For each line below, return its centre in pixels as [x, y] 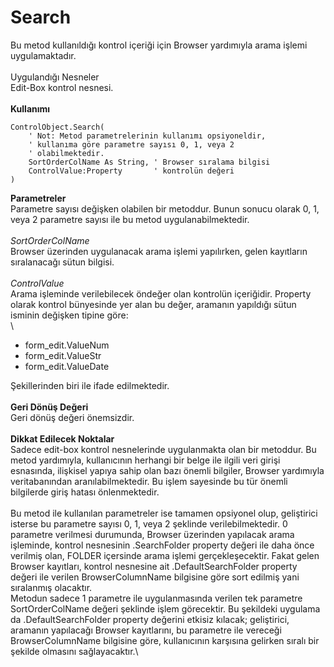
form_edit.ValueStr [63, 355]
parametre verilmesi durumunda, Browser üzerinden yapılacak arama [152, 534]
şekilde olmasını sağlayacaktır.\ [74, 651]
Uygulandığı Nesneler [55, 77]
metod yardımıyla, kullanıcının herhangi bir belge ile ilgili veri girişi [145, 460]
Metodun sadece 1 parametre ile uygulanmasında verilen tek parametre [156, 598]
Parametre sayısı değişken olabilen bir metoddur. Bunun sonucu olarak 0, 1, [165, 208]
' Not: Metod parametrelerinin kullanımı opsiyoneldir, [147, 136]
